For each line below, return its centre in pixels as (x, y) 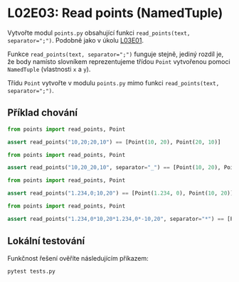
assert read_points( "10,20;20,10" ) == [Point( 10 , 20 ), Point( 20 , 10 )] (114, 142)
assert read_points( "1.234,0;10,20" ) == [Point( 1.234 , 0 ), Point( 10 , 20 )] (121, 193)
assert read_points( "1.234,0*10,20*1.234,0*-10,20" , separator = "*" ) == (116, 219)
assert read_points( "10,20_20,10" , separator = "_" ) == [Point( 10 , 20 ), (114, 168)
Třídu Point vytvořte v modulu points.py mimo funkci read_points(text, (113, 82)
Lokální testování (46, 241)
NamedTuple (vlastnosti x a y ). (49, 69)
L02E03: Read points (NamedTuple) (115, 13)
